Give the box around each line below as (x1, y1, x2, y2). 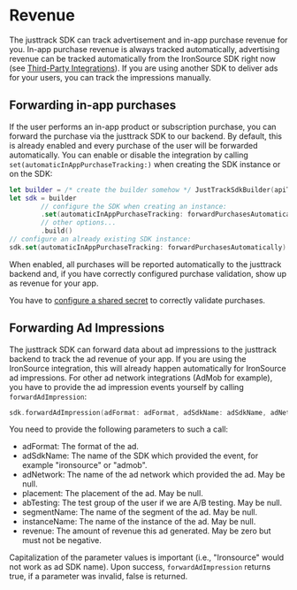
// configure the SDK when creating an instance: (41, 202, 227, 211)
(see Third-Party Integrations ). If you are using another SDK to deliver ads (9, 63, 278, 73)
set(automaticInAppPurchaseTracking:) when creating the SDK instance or (9, 158, 281, 169)
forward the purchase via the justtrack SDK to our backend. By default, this (9, 130, 283, 142)
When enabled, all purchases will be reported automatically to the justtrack (9, 258, 282, 270)
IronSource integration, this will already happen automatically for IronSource (9, 363, 286, 373)
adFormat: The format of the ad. (21, 441, 140, 452)
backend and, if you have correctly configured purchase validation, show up (9, 268, 287, 279)
